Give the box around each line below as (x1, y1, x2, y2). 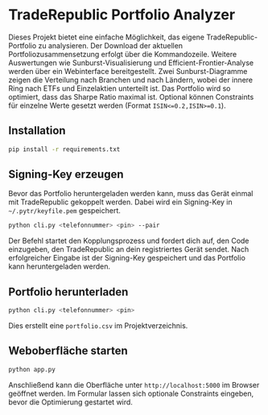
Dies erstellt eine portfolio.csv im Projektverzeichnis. (8, 321, 188, 331)
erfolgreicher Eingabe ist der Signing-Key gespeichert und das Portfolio (8, 253, 245, 263)
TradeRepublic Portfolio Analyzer (8, 6, 236, 24)
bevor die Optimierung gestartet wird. (8, 397, 133, 407)
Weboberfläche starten (8, 344, 129, 358)
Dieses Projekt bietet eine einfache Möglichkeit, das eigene (8, 32, 205, 42)
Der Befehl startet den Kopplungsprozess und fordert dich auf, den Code (8, 236, 249, 246)
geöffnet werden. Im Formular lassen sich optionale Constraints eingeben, (8, 388, 254, 398)
